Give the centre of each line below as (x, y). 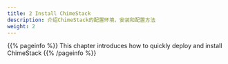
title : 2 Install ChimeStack (49, 13)
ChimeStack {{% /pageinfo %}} (52, 53)
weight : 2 (21, 26)
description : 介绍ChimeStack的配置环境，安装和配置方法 (82, 20)
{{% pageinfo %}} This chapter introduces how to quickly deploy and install (115, 46)
